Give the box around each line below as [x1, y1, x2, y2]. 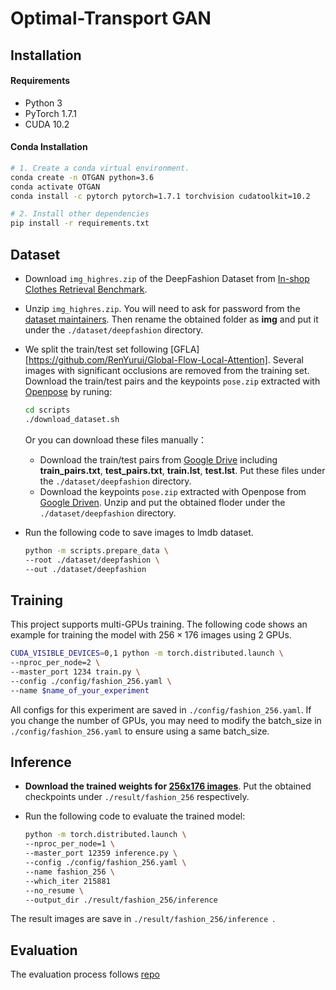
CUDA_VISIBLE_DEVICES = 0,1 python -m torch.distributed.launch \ [10, 648, 284, 659]
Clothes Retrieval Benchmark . [24, 283, 148, 296]
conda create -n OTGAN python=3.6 [10, 172, 155, 182]
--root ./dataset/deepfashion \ [24, 555, 160, 565]
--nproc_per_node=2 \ [10, 658, 101, 668]
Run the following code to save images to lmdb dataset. [24, 526, 254, 538]
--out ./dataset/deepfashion [24, 564, 147, 574]
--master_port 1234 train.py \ [10, 667, 141, 677]
